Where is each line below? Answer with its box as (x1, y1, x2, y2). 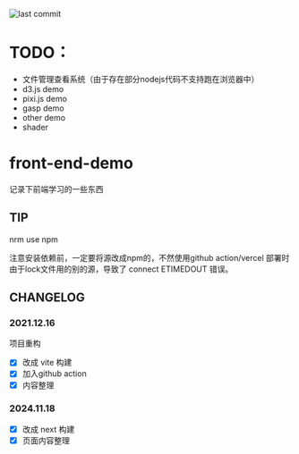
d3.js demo (21, 83, 64, 94)
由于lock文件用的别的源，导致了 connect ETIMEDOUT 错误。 (9, 264, 234, 274)
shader (21, 122, 49, 132)
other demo (21, 112, 65, 122)
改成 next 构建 (21, 424, 75, 434)
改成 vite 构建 (21, 357, 73, 368)
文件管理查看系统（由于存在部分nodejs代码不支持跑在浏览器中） (21, 73, 260, 84)
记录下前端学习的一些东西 (9, 183, 104, 194)
